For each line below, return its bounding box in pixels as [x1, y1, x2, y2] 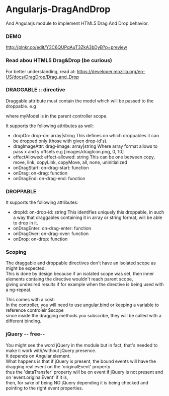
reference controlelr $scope [6, 307, 64, 313]
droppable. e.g [6, 103, 37, 109]
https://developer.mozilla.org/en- [76, 68, 145, 74]
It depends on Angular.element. [6, 353, 71, 359]
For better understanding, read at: [6, 68, 76, 74]
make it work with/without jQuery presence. [6, 347, 97, 354]
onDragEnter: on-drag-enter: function [13, 225, 92, 232]
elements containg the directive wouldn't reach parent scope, [6, 276, 133, 282]
